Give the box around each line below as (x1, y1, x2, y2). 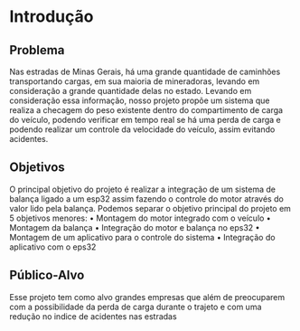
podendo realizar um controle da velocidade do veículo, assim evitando (9, 124, 276, 135)
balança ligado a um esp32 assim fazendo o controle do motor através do (9, 193, 285, 204)
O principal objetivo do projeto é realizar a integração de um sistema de (9, 184, 276, 194)
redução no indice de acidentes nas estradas (9, 310, 178, 322)
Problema (9, 43, 65, 58)
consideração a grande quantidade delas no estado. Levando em (9, 86, 252, 96)
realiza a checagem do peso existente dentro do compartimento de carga (9, 105, 283, 115)
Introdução (9, 6, 94, 27)
